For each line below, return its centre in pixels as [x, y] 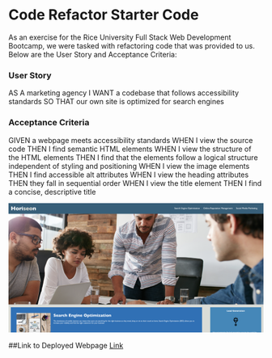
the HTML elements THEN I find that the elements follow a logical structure [133, 157]
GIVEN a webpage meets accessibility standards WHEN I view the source [131, 140]
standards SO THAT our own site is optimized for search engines [116, 102]
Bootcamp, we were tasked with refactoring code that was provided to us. [132, 45]
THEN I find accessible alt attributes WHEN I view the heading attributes [129, 175]
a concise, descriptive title [52, 192]
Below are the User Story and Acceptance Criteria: [93, 54]
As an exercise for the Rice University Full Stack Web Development [120, 37]
